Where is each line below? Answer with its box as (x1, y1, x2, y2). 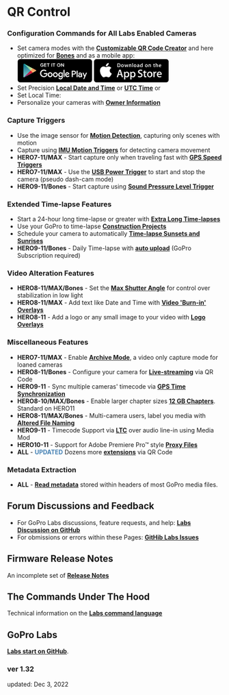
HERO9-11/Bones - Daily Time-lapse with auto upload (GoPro (16, 244, 191, 252)
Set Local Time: (16, 91, 62, 99)
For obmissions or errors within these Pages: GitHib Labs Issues (16, 533, 200, 541)
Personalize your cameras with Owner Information (16, 99, 161, 107)
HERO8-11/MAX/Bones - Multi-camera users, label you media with (16, 411, 206, 419)
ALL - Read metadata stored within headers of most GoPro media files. (16, 480, 218, 489)
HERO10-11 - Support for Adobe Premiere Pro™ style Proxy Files (16, 440, 198, 449)
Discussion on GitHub (16, 526, 81, 534)
